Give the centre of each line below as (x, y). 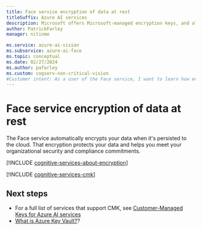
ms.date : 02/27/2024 (32, 62)
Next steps (27, 193)
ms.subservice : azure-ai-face (44, 51)
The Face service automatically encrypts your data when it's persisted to (96, 138)
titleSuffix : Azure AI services (47, 18)
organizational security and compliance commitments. (73, 151)
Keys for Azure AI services (48, 214)
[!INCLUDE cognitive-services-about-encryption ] (67, 163)
